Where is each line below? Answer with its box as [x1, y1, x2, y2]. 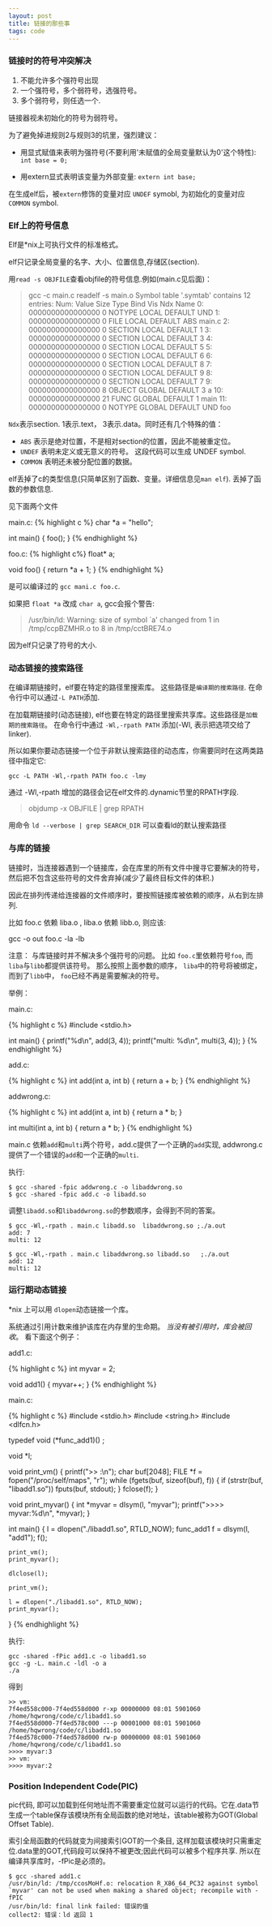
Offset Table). [8, 1819, 54, 1829]
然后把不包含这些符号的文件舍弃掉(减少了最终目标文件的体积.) [8, 873, 215, 883]
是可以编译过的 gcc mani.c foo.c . [8, 581, 121, 591]
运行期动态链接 [8, 1284, 67, 1296]
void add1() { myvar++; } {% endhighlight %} [8, 1379, 157, 1389]
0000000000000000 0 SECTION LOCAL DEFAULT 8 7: [28, 359, 213, 369]
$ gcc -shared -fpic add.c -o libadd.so [8, 1190, 147, 1198]
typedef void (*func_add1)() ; [8, 1435, 105, 1445]
